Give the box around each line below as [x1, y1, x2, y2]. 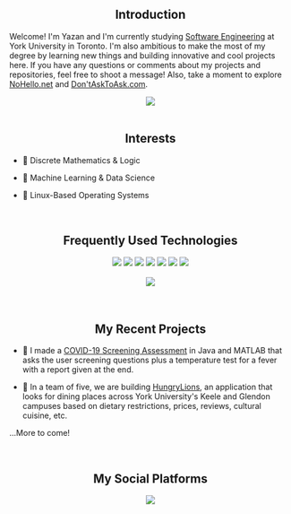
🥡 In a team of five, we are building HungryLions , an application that [21, 381, 273, 393]
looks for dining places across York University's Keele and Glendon [21, 391, 270, 402]
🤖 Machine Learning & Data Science [21, 172, 155, 183]
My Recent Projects [94, 321, 207, 336]
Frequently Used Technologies [63, 233, 238, 248]
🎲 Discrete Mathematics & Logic [21, 154, 141, 165]
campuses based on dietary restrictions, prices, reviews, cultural [21, 401, 261, 412]
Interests [124, 131, 176, 146]
